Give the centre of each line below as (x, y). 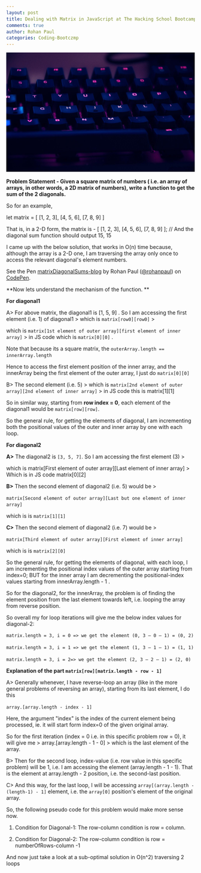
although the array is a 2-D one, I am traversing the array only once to (92, 253)
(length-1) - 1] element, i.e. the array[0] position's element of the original (100, 791)
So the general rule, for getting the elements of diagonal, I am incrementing (99, 421)
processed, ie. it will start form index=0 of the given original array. (87, 724)
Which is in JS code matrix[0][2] (46, 475)
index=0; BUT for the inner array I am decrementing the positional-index (95, 575)
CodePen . (19, 277)
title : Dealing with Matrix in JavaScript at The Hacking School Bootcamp (101, 19)
